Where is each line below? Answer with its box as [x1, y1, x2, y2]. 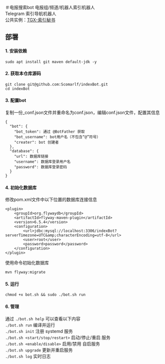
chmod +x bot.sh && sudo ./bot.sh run [5, 292, 86, 297]
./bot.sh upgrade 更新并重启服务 [5, 347, 73, 353]
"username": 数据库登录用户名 [14, 159, 71, 164]
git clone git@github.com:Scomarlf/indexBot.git [5, 82, 108, 87]
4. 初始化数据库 [5, 184, 37, 190]
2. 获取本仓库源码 [5, 71, 41, 77]
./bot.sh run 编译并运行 [5, 322, 55, 328]
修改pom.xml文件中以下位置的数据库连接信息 [5, 197, 97, 203]
